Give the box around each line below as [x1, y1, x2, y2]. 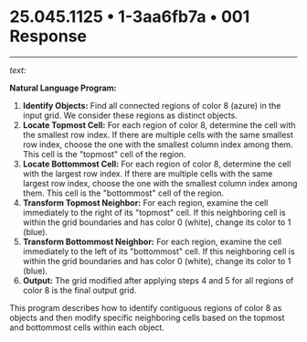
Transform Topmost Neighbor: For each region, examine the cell [22, 197, 269, 208]
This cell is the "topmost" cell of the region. [22, 148, 186, 159]
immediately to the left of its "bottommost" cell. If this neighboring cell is [22, 245, 295, 257]
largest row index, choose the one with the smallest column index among [22, 177, 298, 188]
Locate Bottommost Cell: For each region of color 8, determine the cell [22, 158, 291, 169]
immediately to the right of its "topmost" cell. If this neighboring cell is [22, 207, 286, 218]
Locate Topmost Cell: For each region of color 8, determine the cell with [22, 119, 296, 130]
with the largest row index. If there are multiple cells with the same [22, 167, 273, 179]
